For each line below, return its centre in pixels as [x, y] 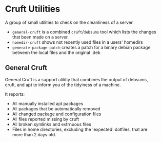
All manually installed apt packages [48, 104]
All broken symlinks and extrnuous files [52, 124]
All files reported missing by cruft [45, 119]
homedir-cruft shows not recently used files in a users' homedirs [77, 42]
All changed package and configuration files [57, 114]
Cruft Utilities [33, 9]
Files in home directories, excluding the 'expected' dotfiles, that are [80, 129]
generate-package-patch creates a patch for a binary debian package [81, 47]
